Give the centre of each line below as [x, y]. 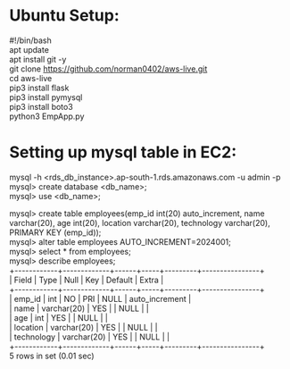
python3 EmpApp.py [47, 116]
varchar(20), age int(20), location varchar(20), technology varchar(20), [140, 222]
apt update [29, 49]
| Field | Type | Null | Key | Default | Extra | [87, 280]
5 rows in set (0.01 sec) [52, 356]
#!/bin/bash [30, 40]
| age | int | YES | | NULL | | [59, 317]
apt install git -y [38, 59]
